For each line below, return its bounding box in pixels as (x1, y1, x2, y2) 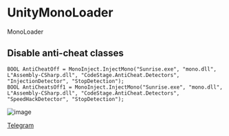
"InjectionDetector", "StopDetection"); (7, 78, 125, 84)
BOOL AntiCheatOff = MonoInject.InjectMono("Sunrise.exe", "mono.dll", (7, 65, 217, 73)
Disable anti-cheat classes (7, 47, 124, 59)
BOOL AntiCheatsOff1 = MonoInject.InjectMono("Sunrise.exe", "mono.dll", (7, 84, 223, 91)
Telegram (7, 121, 34, 129)
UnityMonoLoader (7, 5, 113, 21)
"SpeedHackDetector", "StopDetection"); (7, 95, 125, 102)
